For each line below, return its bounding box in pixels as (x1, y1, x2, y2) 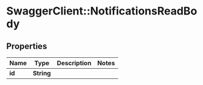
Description (57, 59, 92, 67)
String (32, 69, 51, 77)
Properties (6, 41, 47, 51)
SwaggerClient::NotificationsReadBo (6, 4, 198, 18)
